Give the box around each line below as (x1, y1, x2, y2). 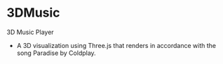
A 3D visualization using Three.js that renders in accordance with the (16, 41, 217, 49)
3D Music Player (6, 28, 54, 36)
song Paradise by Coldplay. (16, 49, 96, 57)
